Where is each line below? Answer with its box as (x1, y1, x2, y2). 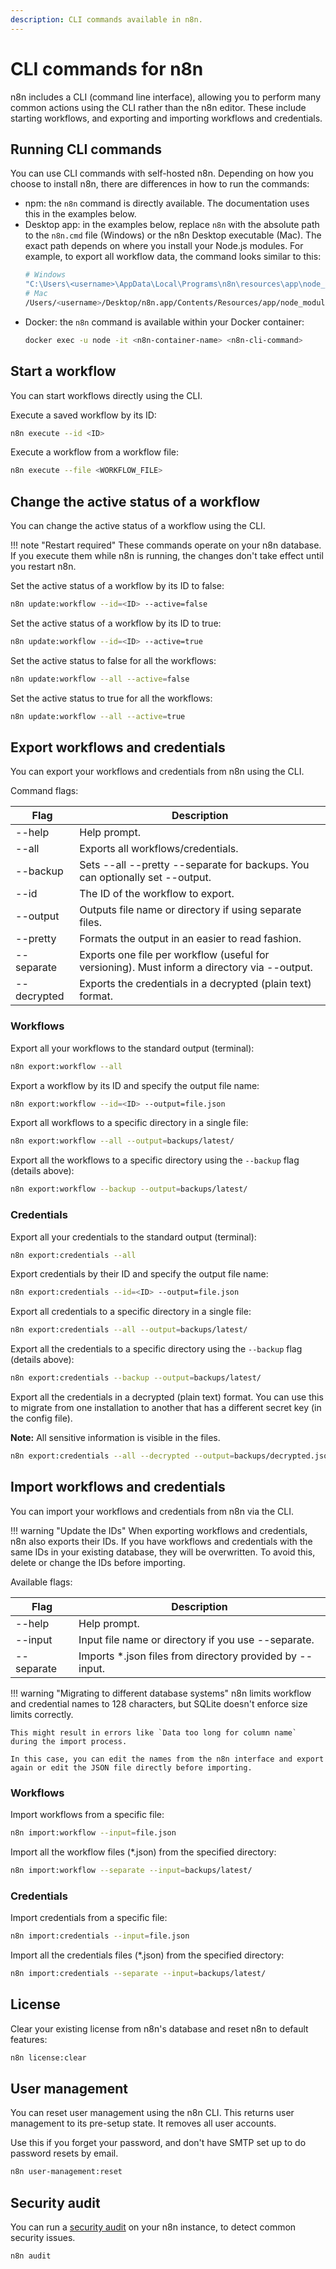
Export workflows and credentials (10, 739, 226, 756)
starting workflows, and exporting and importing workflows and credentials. (10, 112, 323, 124)
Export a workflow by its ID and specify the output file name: (10, 1079, 260, 1091)
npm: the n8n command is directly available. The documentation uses (24, 197, 310, 210)
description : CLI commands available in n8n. (10, 14, 203, 25)
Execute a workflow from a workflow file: (10, 446, 180, 458)
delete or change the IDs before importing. (10, 1556, 186, 1568)
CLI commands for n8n (10, 57, 204, 80)
